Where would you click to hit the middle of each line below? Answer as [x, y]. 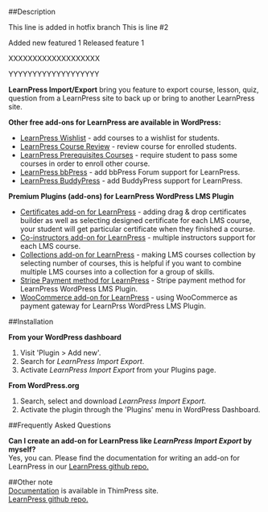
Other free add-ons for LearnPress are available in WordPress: [115, 122]
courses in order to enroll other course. [85, 163]
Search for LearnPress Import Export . [82, 361]
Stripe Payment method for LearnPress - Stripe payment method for [133, 280]
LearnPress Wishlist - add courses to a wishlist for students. [120, 138]
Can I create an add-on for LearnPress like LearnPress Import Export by [130, 441]
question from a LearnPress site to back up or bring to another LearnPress [132, 98]
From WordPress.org [44, 385]
